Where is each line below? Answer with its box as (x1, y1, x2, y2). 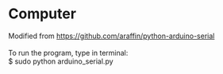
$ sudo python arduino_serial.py (8, 56, 113, 66)
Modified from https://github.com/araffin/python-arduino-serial (8, 31, 215, 41)
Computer (8, 5, 77, 23)
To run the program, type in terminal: (8, 48, 129, 57)
